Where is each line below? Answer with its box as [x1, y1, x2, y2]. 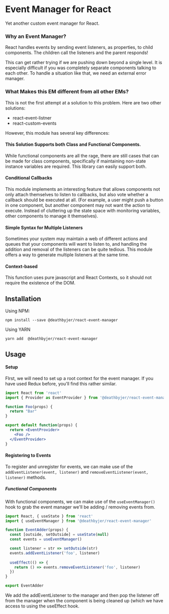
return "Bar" [10, 409, 37, 414]
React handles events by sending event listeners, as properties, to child [5, 44, 153, 50]
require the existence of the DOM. [5, 280, 75, 286]
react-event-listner [12, 115, 52, 121]
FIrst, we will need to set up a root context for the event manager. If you [5, 375, 153, 381]
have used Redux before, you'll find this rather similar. [5, 380, 117, 386]
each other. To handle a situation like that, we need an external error [5, 70, 147, 76]
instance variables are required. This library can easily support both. [5, 163, 147, 170]
